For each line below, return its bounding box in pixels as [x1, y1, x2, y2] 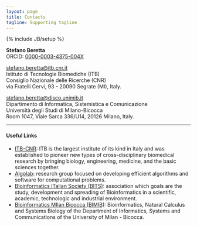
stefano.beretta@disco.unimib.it [6, 94, 84, 101]
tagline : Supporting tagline [6, 19, 77, 25]
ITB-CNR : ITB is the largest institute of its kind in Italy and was [14, 145, 165, 152]
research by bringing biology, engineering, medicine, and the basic [14, 157, 177, 165]
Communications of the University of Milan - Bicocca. [14, 213, 145, 220]
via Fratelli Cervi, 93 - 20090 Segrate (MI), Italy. [6, 83, 122, 90]
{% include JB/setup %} [6, 36, 64, 43]
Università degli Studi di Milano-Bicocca [6, 107, 103, 114]
